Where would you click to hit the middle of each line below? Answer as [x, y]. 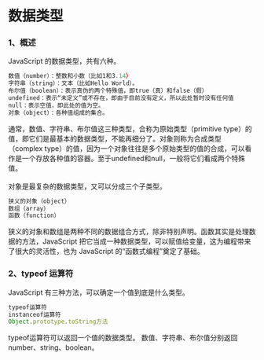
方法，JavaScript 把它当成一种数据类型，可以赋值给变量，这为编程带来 [136, 241]
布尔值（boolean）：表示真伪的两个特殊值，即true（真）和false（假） [108, 91]
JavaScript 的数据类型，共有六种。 [64, 61]
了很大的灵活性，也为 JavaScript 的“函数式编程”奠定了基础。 [106, 252]
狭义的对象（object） [39, 201]
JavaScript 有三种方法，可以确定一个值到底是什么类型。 [99, 292]
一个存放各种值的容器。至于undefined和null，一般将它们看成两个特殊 [134, 158]
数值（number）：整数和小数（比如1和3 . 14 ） [70, 76]
